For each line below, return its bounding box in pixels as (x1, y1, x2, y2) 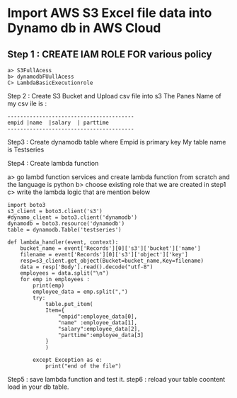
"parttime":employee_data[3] (57, 331, 144, 339)
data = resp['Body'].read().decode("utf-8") (20, 263, 154, 271)
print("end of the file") (45, 363, 122, 370)
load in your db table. (7, 382, 69, 391)
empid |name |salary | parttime (7, 119, 110, 126)
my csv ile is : (7, 99, 47, 108)
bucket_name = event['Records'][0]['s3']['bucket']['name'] (20, 245, 201, 252)
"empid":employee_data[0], (57, 313, 138, 320)
